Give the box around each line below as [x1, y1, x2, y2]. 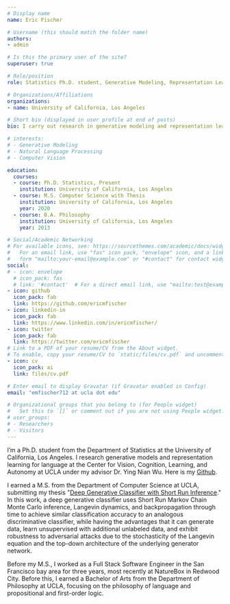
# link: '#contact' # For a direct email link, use [13, 281, 167, 288]
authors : [7, 35, 32, 42]
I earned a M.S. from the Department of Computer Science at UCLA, [7, 481, 200, 489]
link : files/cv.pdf [13, 370, 69, 377]
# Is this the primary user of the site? [7, 54, 127, 61]
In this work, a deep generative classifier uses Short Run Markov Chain [7, 495, 207, 504]
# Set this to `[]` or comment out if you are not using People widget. [7, 408, 225, 415]
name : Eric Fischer [7, 16, 63, 23]
